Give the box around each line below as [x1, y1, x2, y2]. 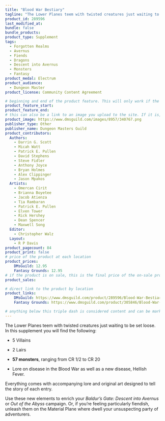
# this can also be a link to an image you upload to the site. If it [5, 112, 153, 117]
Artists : [9, 181, 27, 186]
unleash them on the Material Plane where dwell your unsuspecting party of [5, 406, 159, 412]
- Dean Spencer [14, 218, 45, 223]
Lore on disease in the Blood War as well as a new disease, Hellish [12, 366, 147, 372]
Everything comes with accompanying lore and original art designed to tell [5, 381, 156, 386]
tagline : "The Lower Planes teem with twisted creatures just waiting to [5, 12, 160, 17]
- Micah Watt [14, 144, 41, 149]
